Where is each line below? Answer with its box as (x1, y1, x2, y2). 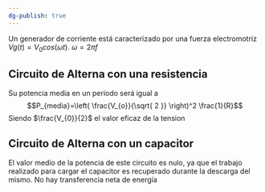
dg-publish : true (8, 11, 67, 20)
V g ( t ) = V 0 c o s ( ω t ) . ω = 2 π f (8, 42, 99, 54)
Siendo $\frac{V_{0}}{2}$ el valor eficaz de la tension (8, 114, 185, 123)
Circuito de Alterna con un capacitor (8, 137, 194, 150)
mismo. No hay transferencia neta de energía (8, 175, 158, 185)
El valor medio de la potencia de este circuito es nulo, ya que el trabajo (8, 158, 243, 168)
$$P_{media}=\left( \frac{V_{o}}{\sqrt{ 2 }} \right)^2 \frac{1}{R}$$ (26, 101, 243, 110)
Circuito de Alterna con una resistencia (8, 67, 208, 81)
